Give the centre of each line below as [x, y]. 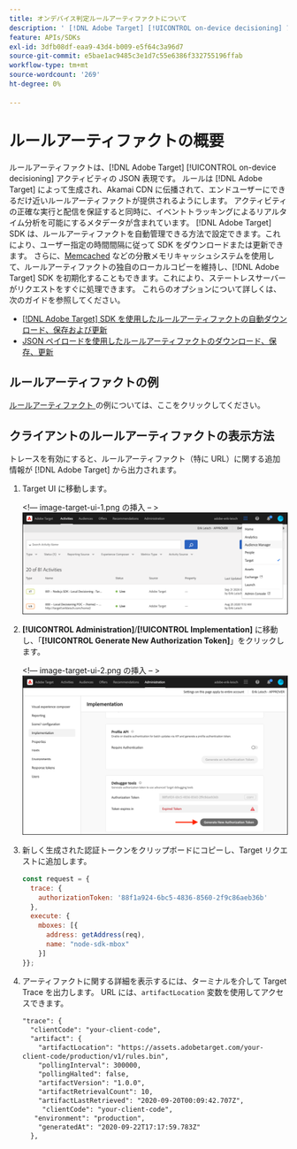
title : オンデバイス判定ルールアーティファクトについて [98, 19]
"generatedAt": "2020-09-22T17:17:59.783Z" [119, 1127]
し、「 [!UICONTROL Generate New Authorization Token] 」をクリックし [153, 640]
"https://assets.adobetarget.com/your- [190, 1047]
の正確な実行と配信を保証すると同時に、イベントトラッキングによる [133, 211]
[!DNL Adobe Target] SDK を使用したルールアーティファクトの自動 [143, 318]
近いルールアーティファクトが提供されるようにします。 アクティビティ [160, 200]
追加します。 [69, 861]
